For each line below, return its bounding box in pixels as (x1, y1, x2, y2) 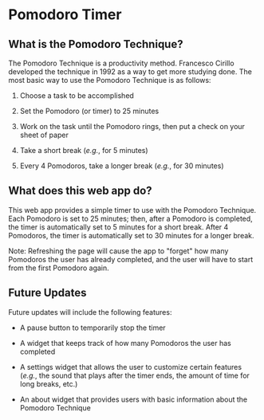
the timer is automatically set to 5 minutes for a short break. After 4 (8, 222, 229, 232)
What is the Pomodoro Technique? (8, 37, 183, 51)
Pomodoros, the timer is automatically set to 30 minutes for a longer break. (8, 230, 254, 240)
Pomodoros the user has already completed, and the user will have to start (8, 254, 254, 264)
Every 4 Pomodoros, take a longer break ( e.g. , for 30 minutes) (19, 161, 224, 171)
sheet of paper (19, 130, 69, 139)
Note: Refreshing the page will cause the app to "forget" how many (8, 245, 229, 256)
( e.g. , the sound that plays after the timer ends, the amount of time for (19, 371, 250, 380)
